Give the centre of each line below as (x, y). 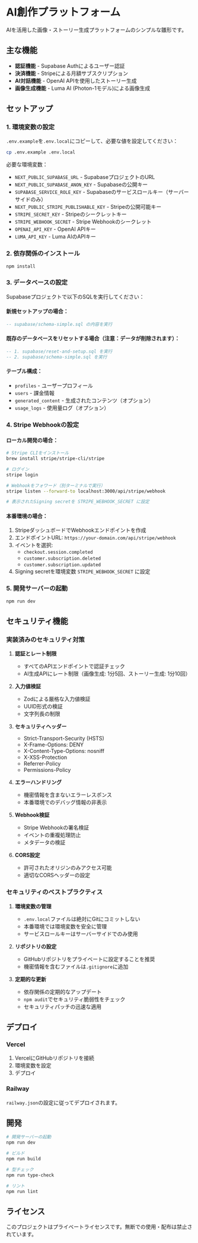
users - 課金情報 (34, 393)
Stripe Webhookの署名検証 (56, 828)
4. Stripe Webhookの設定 (43, 425)
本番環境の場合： (27, 516)
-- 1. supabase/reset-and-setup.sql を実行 (59, 351)
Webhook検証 (32, 815)
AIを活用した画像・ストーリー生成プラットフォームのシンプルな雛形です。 (97, 30)
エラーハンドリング (38, 782)
